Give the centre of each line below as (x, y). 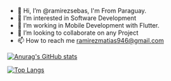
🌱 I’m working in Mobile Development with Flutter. (88, 25)
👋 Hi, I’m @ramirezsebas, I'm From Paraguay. (82, 11)
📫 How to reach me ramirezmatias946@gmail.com (91, 40)
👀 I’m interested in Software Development (77, 18)
